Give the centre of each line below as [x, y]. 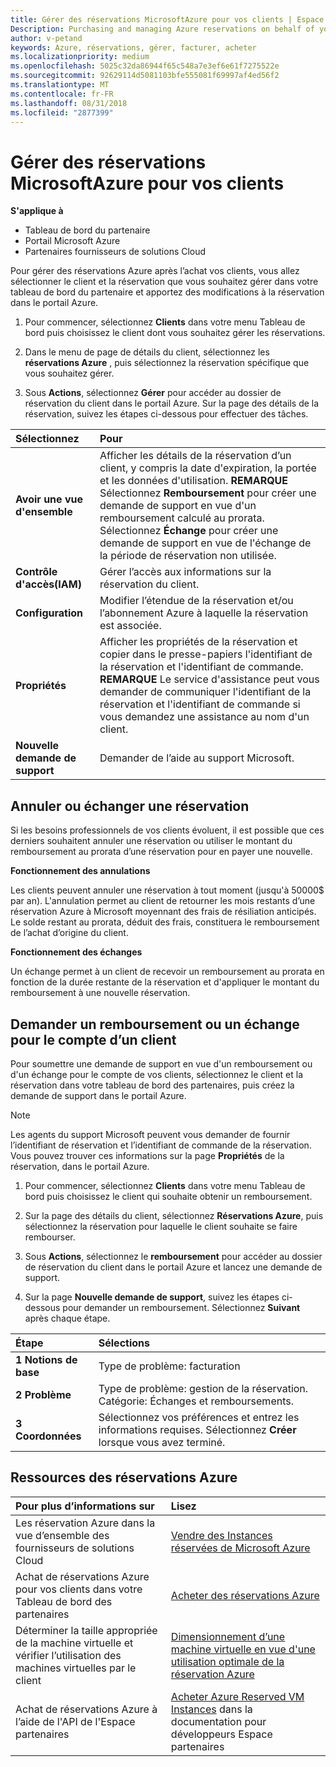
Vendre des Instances [221, 1535]
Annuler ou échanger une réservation [130, 806]
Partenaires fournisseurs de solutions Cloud [115, 252]
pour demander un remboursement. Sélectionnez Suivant [181, 1307]
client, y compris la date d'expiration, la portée [208, 468]
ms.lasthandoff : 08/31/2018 [69, 103]
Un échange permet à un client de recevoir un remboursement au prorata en [167, 972]
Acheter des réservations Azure [245, 1595]
